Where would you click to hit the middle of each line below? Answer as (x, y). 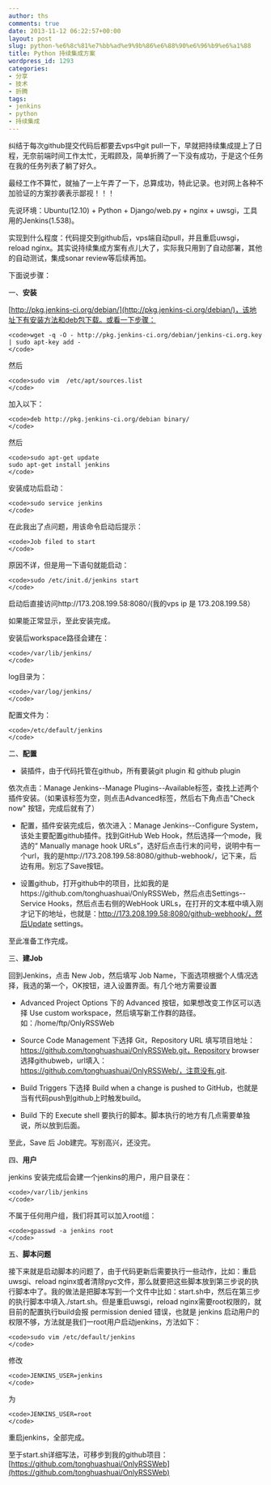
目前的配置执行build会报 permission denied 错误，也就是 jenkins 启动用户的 (134, 1312)
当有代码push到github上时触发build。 (83, 1098)
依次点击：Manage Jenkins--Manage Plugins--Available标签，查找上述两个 (133, 788)
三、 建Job (25, 958)
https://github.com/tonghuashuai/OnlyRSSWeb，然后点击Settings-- (133, 893)
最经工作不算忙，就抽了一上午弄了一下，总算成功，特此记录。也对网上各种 (132, 182)
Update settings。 (57, 923)
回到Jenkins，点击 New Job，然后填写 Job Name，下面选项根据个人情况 (130, 975)
